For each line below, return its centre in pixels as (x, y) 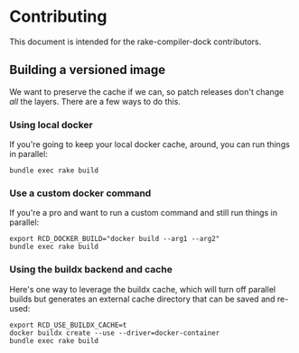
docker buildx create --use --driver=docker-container (115, 333)
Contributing (58, 17)
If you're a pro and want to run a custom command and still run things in (144, 213)
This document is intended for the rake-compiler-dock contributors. (135, 42)
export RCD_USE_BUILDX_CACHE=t (68, 325)
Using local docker (51, 125)
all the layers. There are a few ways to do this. (95, 101)
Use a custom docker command (80, 193)
